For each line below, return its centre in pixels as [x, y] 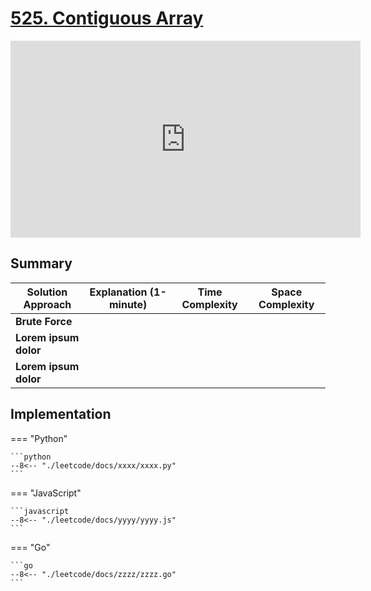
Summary [41, 263]
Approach [47, 304]
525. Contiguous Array [107, 18]
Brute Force [44, 321]
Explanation [118, 292]
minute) [128, 304]
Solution [47, 292]
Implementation [61, 414]
